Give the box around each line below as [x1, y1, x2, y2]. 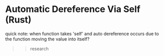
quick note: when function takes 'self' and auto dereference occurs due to [5, 30, 159, 36]
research [30, 45, 49, 51]
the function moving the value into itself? [5, 36, 90, 42]
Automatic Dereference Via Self [5, 3, 141, 15]
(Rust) [5, 14, 32, 25]
